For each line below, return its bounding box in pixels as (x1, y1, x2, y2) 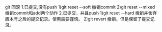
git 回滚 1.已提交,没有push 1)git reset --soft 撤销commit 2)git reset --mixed (5, 4, 155, 10)
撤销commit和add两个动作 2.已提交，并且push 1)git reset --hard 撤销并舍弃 (5, 10, 157, 16)
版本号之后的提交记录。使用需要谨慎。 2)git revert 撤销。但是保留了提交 (5, 16, 151, 21)
